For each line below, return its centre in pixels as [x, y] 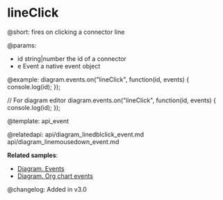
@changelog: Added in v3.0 [47, 189]
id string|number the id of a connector [72, 58]
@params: [22, 45]
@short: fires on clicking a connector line [66, 32]
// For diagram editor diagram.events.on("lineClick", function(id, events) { [112, 100]
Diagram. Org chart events [55, 176]
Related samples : [33, 155]
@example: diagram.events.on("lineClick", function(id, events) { [98, 79]
